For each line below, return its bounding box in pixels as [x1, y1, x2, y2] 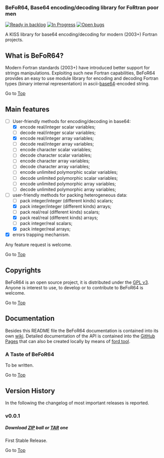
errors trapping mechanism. [12, 232, 70, 238]
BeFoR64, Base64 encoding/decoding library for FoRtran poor [5, 4, 159, 11]
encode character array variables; [19, 158, 90, 164]
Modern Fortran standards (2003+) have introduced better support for [5, 65, 150, 71]
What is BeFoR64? [5, 51, 64, 60]
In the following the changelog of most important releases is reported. [5, 400, 149, 406]
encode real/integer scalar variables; [19, 124, 96, 130]
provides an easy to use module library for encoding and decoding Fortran [5, 75, 158, 81]
